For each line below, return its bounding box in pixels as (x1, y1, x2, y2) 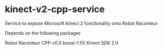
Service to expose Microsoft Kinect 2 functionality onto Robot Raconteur (5, 20, 158, 26)
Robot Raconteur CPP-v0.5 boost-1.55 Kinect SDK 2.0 (5, 39, 118, 46)
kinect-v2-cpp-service (5, 4, 105, 15)
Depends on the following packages (5, 30, 81, 36)
